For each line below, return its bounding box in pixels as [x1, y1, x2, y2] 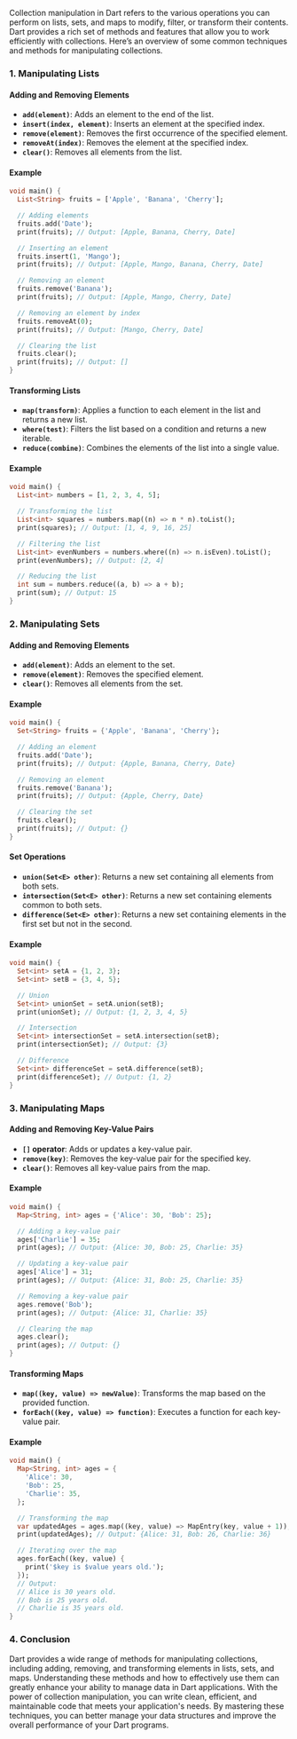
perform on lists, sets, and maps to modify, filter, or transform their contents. [9, 17, 289, 28]
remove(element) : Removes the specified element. [21, 669, 204, 680]
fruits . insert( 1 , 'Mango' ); [17, 252, 121, 261]
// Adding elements [17, 211, 90, 220]
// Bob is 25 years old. [17, 1595, 109, 1605]
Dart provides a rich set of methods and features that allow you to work [9, 27, 270, 36]
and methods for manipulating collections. [9, 45, 163, 56]
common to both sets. [21, 900, 103, 911]
